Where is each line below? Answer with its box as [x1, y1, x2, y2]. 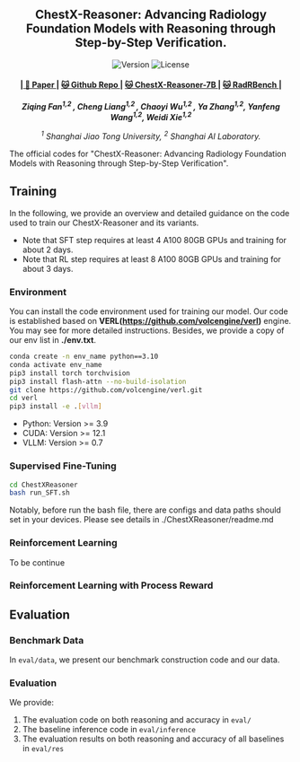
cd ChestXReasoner [9, 480, 78, 489]
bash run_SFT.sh [9, 488, 70, 497]
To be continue [9, 556, 66, 568]
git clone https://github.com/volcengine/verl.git [9, 385, 203, 394]
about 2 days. [22, 244, 74, 255]
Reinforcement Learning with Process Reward [9, 579, 214, 591]
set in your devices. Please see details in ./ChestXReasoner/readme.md [9, 514, 274, 525]
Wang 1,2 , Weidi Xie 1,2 [110, 110, 192, 123]
